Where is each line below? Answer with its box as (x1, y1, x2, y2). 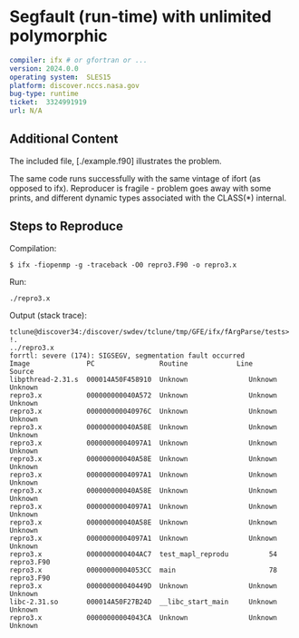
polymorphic (9, 25, 109, 46)
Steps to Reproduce (9, 219, 124, 234)
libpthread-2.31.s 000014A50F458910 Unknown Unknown (9, 375, 278, 384)
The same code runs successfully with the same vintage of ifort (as (9, 172, 261, 183)
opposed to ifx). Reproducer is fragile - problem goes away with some (9, 182, 272, 193)
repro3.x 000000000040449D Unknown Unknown (9, 581, 278, 591)
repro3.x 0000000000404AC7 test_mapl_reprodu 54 (9, 549, 278, 559)
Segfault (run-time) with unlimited (9, 6, 272, 27)
